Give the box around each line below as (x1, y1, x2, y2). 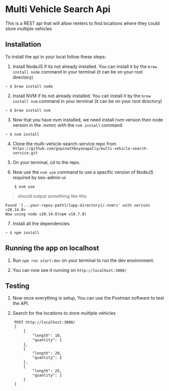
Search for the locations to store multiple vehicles (12, 310, 116, 316)
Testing (5, 282, 30, 290)
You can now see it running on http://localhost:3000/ (12, 267, 127, 273)
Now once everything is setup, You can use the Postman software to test (12, 295, 164, 301)
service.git (12, 150, 38, 155)
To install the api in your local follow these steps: (5, 53, 106, 60)
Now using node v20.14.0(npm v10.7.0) (5, 211, 87, 216)
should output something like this (17, 193, 87, 199)
